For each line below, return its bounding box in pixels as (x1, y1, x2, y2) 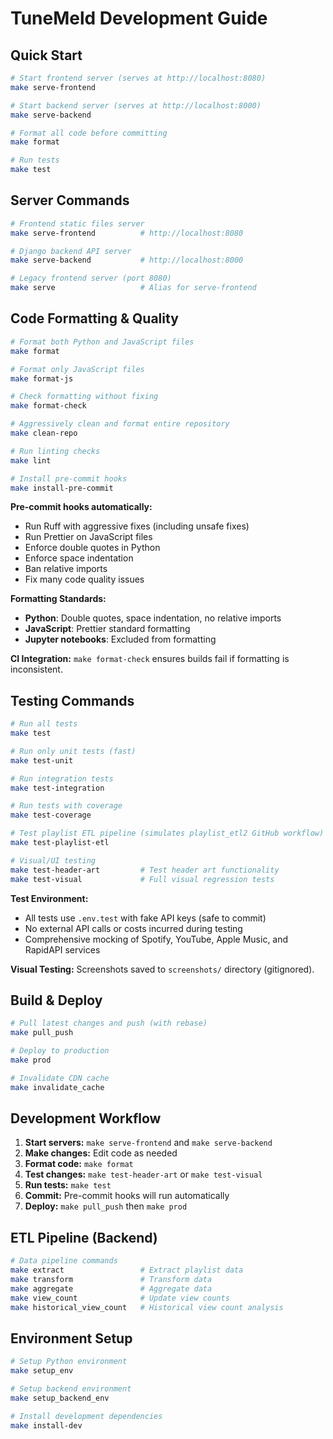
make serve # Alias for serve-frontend (10, 283, 257, 293)
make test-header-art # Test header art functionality (10, 865, 280, 875)
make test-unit (10, 755, 74, 766)
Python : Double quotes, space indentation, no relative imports (24, 612, 282, 624)
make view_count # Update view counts (10, 1293, 230, 1303)
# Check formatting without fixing (10, 392, 159, 402)
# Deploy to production (10, 1046, 110, 1056)
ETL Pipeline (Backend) (10, 1229, 158, 1246)
